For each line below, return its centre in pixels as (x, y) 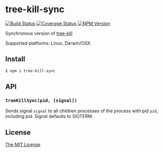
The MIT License (23, 145)
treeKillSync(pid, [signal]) (41, 100)
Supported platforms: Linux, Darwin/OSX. (48, 43)
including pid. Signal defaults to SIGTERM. (49, 116)
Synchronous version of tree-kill (39, 33)
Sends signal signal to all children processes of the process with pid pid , (82, 111)
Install (15, 59)
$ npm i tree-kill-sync (30, 71)
